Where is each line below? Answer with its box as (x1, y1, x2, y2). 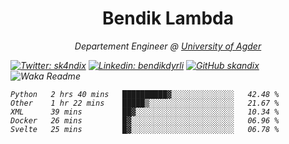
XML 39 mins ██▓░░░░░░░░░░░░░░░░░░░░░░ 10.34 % (10, 107, 280, 117)
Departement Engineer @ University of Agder (74, 40, 262, 52)
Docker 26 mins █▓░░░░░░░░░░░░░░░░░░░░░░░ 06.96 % (10, 115, 280, 126)
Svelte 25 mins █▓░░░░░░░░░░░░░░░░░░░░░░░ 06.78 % (10, 124, 280, 134)
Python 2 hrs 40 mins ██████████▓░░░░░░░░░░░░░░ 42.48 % (10, 89, 280, 99)
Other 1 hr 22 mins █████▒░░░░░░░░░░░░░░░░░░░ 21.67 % (10, 98, 280, 108)
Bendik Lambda (102, 7, 234, 30)
